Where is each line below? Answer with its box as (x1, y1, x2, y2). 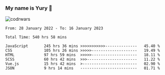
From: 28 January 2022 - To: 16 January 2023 (5, 26, 103, 31)
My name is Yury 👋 (5, 5, 52, 12)
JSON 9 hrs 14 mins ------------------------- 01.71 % (5, 66, 160, 71)
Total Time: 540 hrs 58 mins (5, 35, 67, 40)
